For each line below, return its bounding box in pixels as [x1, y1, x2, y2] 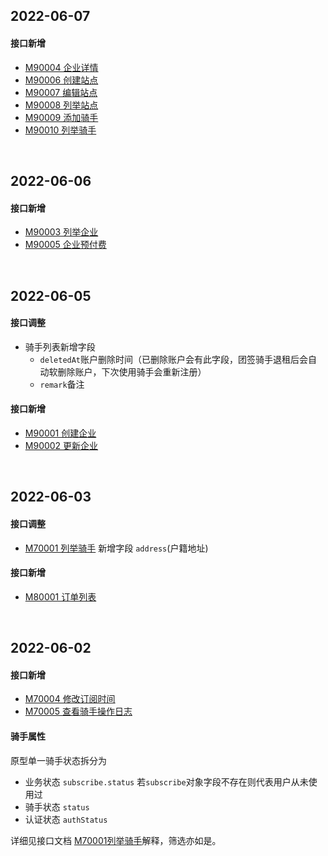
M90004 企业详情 [24, 61, 99, 73]
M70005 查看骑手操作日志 [24, 705, 133, 718]
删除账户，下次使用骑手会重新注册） [57, 365, 207, 378]
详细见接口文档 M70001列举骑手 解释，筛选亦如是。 [10, 834, 222, 846]
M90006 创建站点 [24, 74, 99, 86]
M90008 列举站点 [24, 99, 99, 111]
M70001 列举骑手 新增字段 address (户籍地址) [24, 542, 209, 554]
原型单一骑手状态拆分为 [10, 754, 107, 766]
